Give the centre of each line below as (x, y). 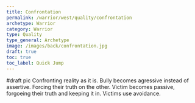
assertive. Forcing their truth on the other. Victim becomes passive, (90, 87)
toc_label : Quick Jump (35, 63)
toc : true (19, 57)
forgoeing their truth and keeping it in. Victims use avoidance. (84, 93)
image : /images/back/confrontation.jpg (57, 46)
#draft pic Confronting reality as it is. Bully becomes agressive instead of (97, 80)
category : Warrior (30, 29)
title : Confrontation (34, 12)
